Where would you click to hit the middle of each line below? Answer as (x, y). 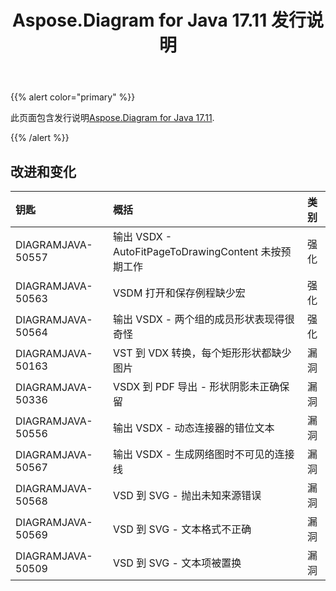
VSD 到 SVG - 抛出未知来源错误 (187, 495)
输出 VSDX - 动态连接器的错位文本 (194, 428)
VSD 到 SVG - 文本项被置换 (177, 563)
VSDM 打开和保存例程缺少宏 (179, 293)
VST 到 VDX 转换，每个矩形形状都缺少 (202, 353)
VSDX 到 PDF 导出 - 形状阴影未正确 (196, 386)
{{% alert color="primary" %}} (73, 97)
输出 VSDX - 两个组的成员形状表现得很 (204, 319)
